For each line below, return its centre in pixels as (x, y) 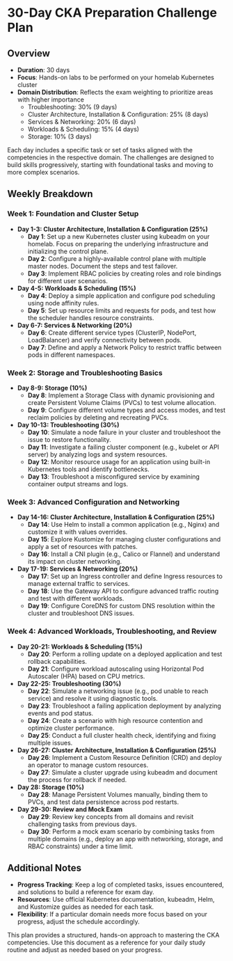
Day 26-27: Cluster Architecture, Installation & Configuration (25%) (117, 750)
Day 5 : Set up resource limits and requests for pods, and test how (122, 310)
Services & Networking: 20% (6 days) (82, 122)
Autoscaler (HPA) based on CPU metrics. (86, 676)
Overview (29, 53)
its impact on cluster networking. (75, 562)
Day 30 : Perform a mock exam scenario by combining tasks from (121, 831)
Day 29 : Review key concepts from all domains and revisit (111, 816)
